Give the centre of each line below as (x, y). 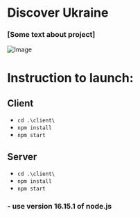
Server (22, 157)
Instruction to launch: (70, 78)
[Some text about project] (51, 35)
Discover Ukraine (58, 13)
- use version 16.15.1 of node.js (60, 207)
